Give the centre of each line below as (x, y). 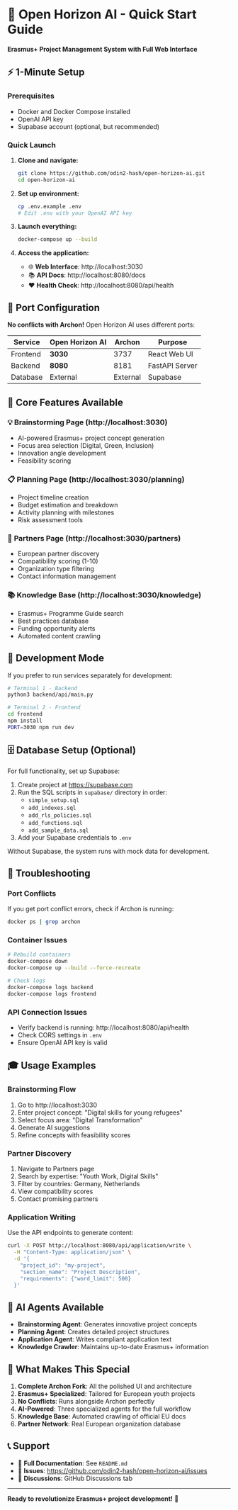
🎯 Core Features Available (66, 402)
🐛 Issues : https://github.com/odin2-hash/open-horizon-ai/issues (112, 1470)
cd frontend (25, 714)
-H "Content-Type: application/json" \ (73, 1252)
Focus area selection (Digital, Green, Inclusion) (86, 445)
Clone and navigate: (48, 160)
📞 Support (29, 1446)
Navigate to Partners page (56, 1168)
